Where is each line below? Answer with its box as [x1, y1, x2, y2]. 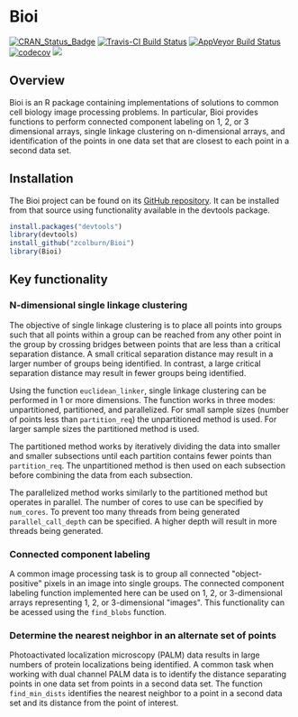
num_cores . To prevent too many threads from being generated [9, 506, 240, 517]
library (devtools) [9, 230, 78, 240]
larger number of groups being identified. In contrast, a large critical [9, 358, 261, 369]
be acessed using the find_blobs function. [9, 607, 167, 618]
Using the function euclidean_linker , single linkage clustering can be [9, 385, 267, 396]
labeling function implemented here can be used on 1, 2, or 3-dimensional [9, 588, 284, 599]
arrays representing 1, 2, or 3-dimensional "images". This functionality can [9, 597, 285, 608]
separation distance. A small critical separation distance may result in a [9, 348, 274, 359]
